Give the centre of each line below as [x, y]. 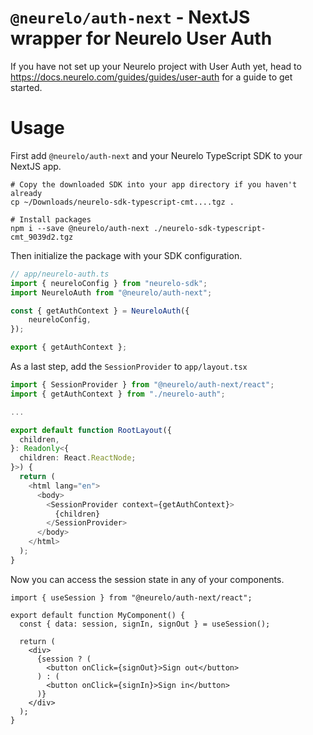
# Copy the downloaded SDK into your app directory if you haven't [154, 184]
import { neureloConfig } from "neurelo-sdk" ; [109, 283]
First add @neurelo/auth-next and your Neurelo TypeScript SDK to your [156, 155]
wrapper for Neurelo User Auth [141, 38]
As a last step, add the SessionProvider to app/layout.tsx [129, 366]
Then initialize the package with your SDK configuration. [126, 255]
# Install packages [51, 219]
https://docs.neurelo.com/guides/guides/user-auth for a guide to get [151, 77]
